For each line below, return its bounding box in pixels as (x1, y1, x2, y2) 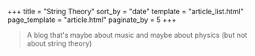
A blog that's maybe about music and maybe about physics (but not (26, 31, 248, 39)
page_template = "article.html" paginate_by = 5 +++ (7, 15, 177, 24)
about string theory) (26, 39, 92, 48)
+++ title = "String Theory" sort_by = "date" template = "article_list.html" (7, 7, 244, 16)
